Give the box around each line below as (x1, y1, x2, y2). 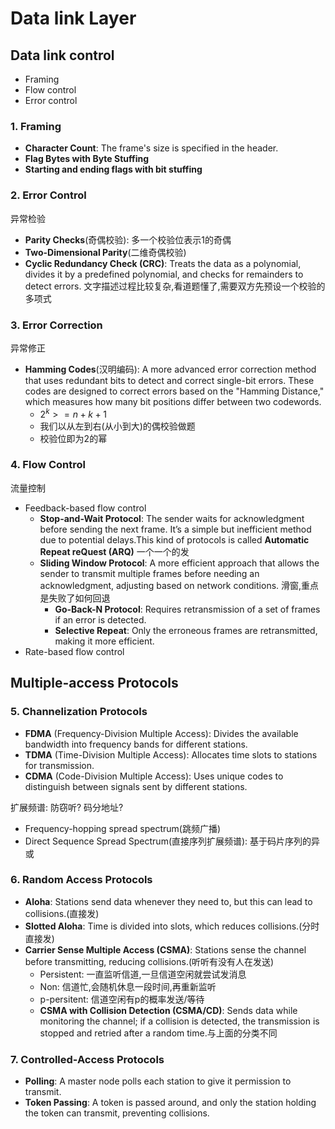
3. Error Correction (10, 318, 103, 332)
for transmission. (24, 759, 95, 771)
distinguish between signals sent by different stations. (24, 780, 248, 792)
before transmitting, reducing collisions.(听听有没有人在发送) (24, 955, 275, 967)
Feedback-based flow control (24, 502, 147, 514)
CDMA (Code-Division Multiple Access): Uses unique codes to (24, 770, 284, 782)
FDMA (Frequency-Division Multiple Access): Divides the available (24, 727, 299, 739)
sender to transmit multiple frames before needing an (39, 567, 260, 579)
